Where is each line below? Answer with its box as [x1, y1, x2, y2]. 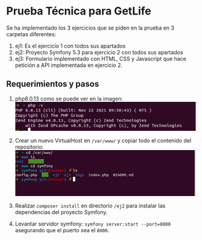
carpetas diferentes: [6, 30, 57, 37]
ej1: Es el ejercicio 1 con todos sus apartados [14, 42, 126, 49]
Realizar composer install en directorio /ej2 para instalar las [14, 202, 166, 209]
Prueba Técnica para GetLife [6, 4, 151, 18]
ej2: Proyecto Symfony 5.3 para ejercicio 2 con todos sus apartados [14, 48, 183, 55]
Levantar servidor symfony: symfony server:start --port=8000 [14, 220, 171, 227]
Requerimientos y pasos [6, 79, 99, 89]
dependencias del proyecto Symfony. [14, 209, 108, 216]
